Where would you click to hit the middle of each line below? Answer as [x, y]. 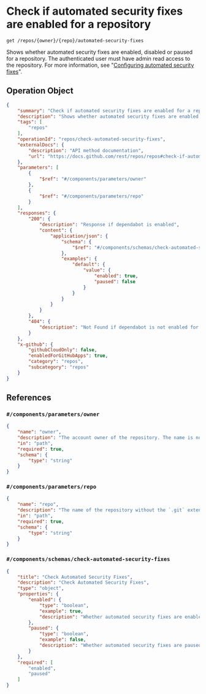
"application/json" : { [79, 236]
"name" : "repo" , [38, 505]
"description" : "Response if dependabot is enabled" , [109, 225]
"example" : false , [63, 640]
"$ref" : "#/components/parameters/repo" [91, 196]
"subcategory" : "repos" [59, 367]
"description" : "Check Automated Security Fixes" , [83, 583]
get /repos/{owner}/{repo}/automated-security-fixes [75, 40]
